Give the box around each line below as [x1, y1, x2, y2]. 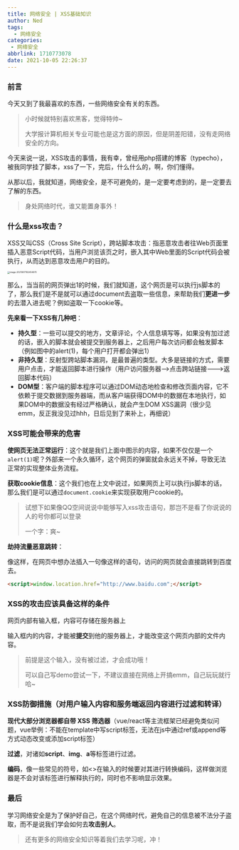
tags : [7, 24, 23, 31]
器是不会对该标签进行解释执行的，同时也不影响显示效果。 [7, 774, 176, 782]
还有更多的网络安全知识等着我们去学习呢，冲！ [24, 835, 162, 844]
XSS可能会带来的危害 [7, 429, 81, 439]
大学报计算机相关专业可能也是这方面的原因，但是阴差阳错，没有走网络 [24, 130, 231, 138]
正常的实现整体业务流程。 [7, 464, 83, 472]
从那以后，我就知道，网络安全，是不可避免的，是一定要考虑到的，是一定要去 [7, 178, 232, 186]
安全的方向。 [24, 138, 63, 147]
